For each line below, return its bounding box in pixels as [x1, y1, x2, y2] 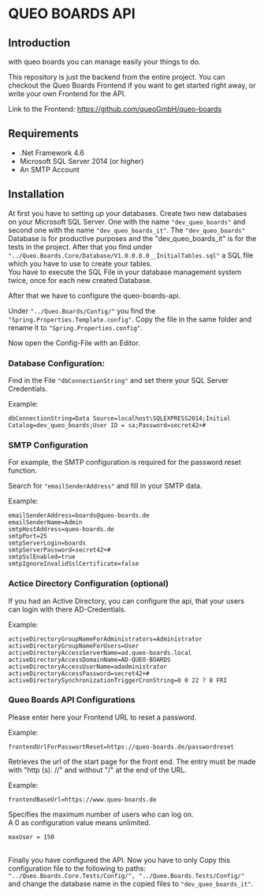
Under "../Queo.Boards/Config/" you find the [8, 306, 156, 315]
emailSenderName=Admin [8, 519, 83, 526]
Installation [8, 188, 65, 201]
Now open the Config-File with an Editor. [8, 338, 140, 348]
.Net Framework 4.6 [19, 147, 84, 158]
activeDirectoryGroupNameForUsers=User [8, 641, 139, 650]
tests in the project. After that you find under [8, 242, 152, 251]
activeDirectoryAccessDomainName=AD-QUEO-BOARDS [8, 656, 171, 664]
